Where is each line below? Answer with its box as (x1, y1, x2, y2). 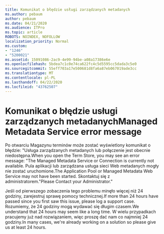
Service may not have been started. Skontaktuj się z (5, 173, 110, 179)
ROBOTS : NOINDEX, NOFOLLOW (5, 35, 60, 40)
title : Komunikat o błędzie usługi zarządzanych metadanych (5, 7, 131, 12)
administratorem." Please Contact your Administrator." (5, 179, 113, 185)
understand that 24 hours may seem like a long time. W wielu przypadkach (5, 209, 156, 215)
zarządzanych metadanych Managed (5, 116, 158, 127)
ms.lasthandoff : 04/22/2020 (5, 80, 63, 85)
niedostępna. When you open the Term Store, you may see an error (5, 152, 140, 159)
